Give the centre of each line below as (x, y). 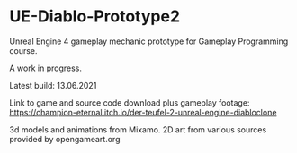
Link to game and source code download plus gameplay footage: (130, 102)
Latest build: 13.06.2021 (53, 85)
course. (23, 50)
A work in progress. (46, 68)
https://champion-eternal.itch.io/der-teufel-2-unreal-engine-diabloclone (143, 112)
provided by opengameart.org (65, 139)
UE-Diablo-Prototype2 (95, 17)
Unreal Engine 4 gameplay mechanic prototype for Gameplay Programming (149, 41)
